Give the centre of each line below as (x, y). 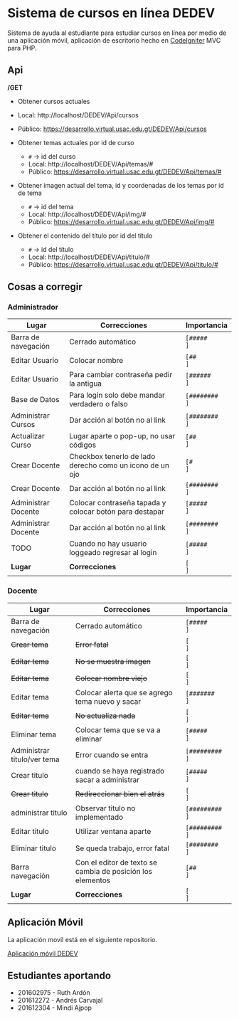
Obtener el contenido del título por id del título (85, 236)
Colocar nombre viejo (111, 678)
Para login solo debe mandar (117, 395)
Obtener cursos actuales (54, 101)
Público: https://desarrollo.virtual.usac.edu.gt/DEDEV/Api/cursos (112, 129)
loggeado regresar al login (113, 553)
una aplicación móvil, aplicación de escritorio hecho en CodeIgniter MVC (114, 40)
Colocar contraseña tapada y (117, 503)
